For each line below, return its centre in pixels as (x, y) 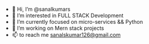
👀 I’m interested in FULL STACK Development (68, 15)
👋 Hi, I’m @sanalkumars (41, 9)
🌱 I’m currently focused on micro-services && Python (77, 22)
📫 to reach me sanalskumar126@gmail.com (66, 35)
